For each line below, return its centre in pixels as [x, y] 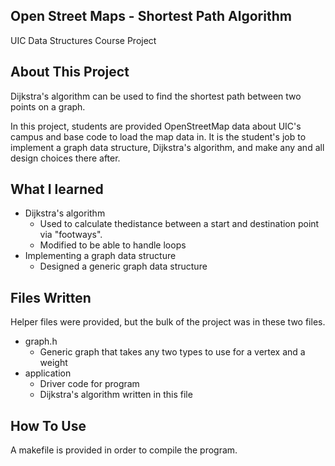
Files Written [51, 297]
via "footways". [71, 235]
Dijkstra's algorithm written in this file [116, 395]
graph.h [41, 341]
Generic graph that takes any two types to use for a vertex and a [172, 352]
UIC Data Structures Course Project [83, 40]
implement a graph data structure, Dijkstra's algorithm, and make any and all [167, 147]
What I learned [57, 189]
